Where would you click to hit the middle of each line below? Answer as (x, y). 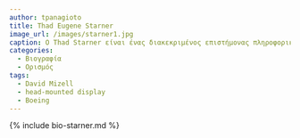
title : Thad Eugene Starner (62, 26)
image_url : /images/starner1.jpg (71, 34)
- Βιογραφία (40, 59)
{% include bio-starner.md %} (65, 126)
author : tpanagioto (46, 17)
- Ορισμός (35, 68)
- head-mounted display (61, 92)
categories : (31, 51)
